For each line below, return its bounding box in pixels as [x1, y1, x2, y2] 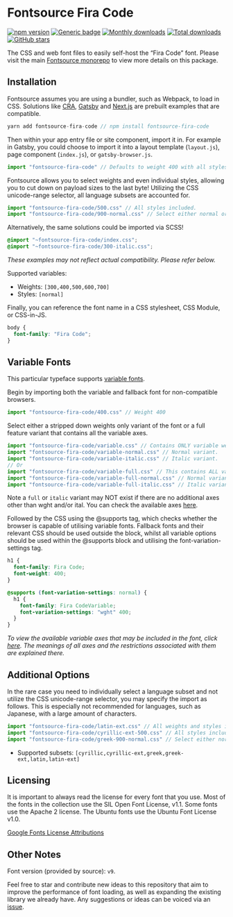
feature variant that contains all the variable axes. [7, 429, 148, 437]
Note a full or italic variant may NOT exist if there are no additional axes [7, 494, 220, 502]
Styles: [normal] [17, 290, 64, 298]
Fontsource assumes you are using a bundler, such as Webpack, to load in [7, 94, 220, 103]
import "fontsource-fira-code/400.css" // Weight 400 [7, 409, 166, 416]
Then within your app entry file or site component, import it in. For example [7, 135, 221, 144]
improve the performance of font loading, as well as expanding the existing [7, 888, 222, 896]
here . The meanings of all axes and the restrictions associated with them [7, 641, 216, 650]
